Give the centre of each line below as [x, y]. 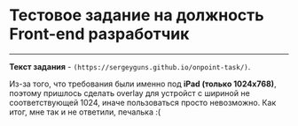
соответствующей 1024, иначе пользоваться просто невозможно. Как [143, 102]
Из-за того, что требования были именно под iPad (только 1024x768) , [143, 84]
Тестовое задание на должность [137, 15]
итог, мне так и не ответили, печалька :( [85, 112]
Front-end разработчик [99, 34]
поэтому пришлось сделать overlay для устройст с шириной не [129, 93]
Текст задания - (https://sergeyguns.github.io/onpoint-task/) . [130, 66]
